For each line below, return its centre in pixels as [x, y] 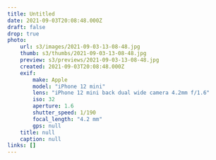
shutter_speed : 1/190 [65, 113]
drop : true [23, 34]
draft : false [26, 27]
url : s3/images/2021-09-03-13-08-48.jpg [80, 47]
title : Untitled [31, 14]
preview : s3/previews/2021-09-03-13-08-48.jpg [90, 60]
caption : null [41, 139]
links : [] [22, 146]
